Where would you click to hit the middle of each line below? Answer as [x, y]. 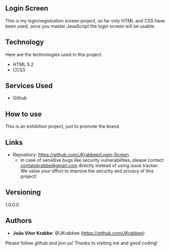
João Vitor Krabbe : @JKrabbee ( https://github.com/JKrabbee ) [79, 233]
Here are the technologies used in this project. [54, 54]
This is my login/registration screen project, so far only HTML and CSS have [85, 20]
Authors [19, 221]
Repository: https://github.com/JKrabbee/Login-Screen [71, 155]
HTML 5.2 [23, 64]
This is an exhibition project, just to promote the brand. [63, 127]
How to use [23, 114]
